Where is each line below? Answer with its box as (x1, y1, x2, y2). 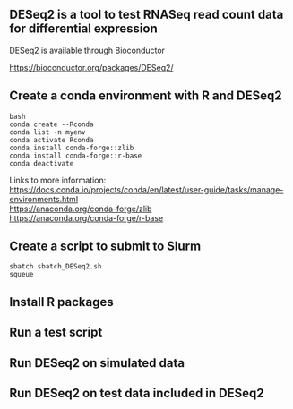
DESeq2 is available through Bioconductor (9, 45, 166, 55)
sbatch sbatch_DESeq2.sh (9, 262, 102, 271)
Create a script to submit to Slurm (9, 239, 202, 254)
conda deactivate (9, 158, 74, 168)
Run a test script (9, 325, 103, 340)
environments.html (9, 193, 79, 204)
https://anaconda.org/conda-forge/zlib (9, 203, 152, 214)
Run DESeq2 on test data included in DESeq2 (9, 386, 264, 401)
